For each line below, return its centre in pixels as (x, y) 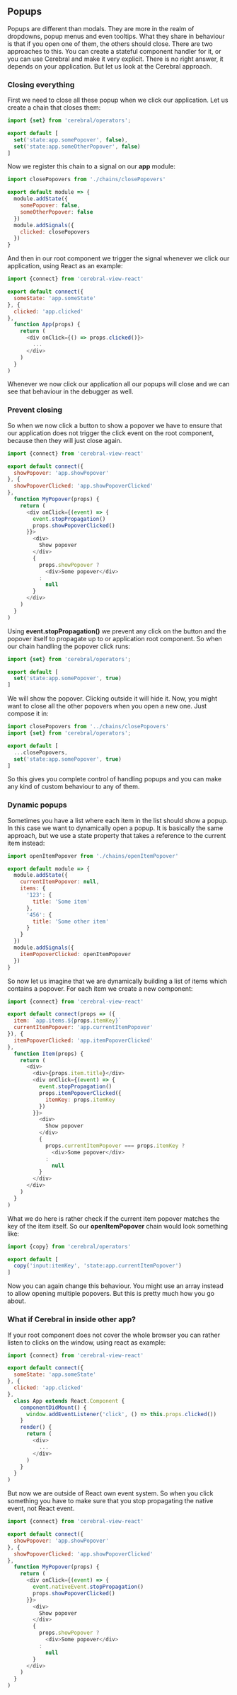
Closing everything (41, 84)
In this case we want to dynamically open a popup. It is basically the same (115, 828)
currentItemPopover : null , (60, 882)
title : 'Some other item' (71, 921)
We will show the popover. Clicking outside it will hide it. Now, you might (112, 699)
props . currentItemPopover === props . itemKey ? (115, 1146)
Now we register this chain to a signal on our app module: (91, 166)
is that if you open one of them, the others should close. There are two (110, 44)
